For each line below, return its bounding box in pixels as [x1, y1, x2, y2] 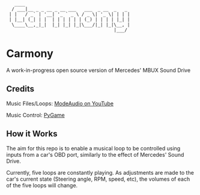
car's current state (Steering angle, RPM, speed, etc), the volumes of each [6, 175, 190, 182]
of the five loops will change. [6, 181, 78, 189]
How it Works [6, 129, 58, 139]
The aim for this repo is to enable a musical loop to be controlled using [6, 145, 181, 152]
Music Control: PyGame [6, 111, 65, 118]
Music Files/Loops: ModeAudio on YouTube [6, 100, 114, 107]
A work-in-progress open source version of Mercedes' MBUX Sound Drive [6, 66, 191, 74]
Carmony [6, 47, 54, 60]
